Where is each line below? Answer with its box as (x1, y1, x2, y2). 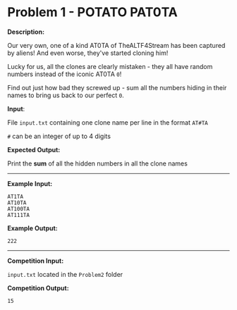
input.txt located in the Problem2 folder (7, 270, 123, 278)
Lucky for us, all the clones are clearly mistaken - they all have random (7, 62, 213, 70)
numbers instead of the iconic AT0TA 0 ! (7, 70, 122, 78)
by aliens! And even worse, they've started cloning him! (7, 49, 169, 57)
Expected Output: (7, 145, 61, 154)
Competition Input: (7, 256, 64, 265)
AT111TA (7, 211, 30, 218)
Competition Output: (7, 283, 69, 292)
